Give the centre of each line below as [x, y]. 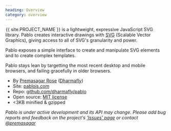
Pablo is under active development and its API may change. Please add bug [86, 112]
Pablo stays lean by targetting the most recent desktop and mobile [76, 65]
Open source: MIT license [40, 97]
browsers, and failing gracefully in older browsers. [58, 71]
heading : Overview [25, 10]
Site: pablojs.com [31, 86]
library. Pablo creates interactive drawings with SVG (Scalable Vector [78, 35]
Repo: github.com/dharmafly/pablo [50, 91]
